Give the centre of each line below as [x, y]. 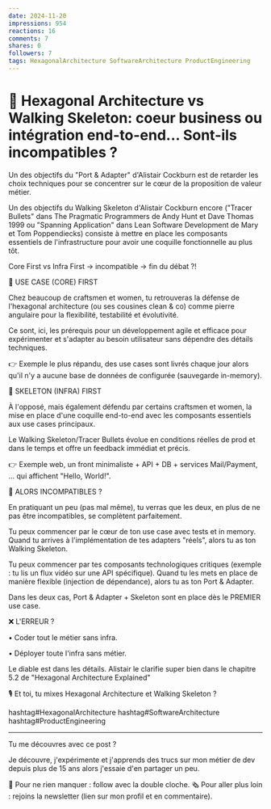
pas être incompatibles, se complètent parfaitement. [95, 516]
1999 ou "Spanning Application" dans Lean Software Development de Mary [133, 225]
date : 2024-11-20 [38, 16]
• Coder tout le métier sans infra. [63, 637]
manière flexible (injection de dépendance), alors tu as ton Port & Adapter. [131, 581]
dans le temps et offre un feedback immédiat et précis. [100, 448]
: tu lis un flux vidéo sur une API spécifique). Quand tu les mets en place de [133, 573]
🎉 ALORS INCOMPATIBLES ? [55, 491]
